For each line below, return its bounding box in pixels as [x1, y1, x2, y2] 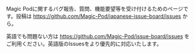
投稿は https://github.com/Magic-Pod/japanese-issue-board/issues [15, 13, 181, 20]
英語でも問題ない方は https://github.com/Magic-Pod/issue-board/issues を [6, 33, 190, 40]
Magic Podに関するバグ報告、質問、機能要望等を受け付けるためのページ [6, 5, 183, 12]
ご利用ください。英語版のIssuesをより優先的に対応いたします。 [6, 40, 162, 47]
